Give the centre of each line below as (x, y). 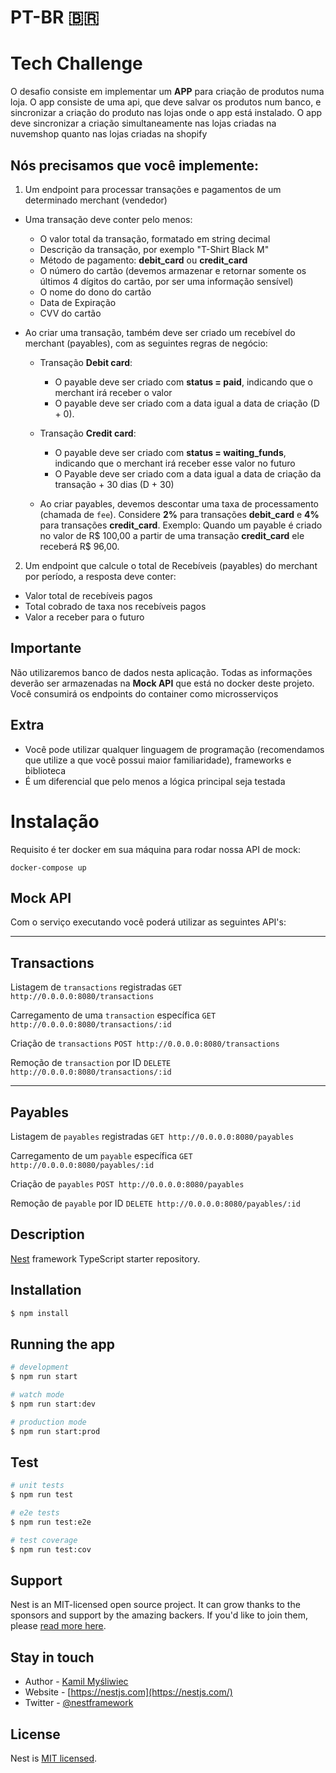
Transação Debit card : (86, 362)
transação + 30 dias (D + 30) (114, 484)
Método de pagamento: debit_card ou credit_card (143, 260)
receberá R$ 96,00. (79, 546)
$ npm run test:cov (51, 1549)
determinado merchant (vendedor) (96, 200)
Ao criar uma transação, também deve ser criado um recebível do (160, 332)
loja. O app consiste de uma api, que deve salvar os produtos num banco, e (166, 102)
